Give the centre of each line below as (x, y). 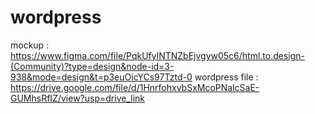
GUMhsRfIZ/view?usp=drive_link (77, 98)
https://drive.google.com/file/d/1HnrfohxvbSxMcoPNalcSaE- (135, 87)
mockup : (30, 45)
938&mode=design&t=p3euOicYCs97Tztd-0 (101, 77)
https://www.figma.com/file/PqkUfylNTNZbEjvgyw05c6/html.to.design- (158, 55)
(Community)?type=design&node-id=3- (92, 66)
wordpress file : (226, 77)
